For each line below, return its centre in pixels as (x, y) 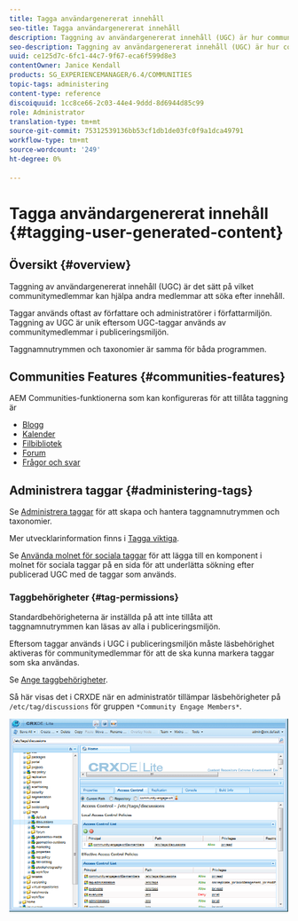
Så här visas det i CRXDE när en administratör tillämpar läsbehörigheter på (145, 697)
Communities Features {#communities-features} (147, 377)
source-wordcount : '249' (55, 150)
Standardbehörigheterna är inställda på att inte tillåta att (111, 617)
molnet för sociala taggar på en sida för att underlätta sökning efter (132, 565)
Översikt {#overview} (70, 265)
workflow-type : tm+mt (49, 141)
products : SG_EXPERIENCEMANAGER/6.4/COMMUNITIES (101, 75)
